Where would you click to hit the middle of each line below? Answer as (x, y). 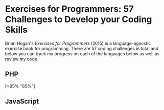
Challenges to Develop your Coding (79, 19)
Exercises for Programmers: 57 (70, 9)
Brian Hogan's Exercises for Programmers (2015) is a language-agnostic (78, 43)
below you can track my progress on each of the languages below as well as (82, 54)
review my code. (22, 59)
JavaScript (22, 101)
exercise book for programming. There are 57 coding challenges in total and (82, 48)
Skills (16, 30)
